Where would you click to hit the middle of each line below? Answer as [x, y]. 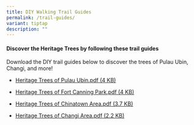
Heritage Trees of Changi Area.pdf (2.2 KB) [70, 116]
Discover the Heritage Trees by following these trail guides [83, 48]
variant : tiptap [27, 23]
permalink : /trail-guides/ [41, 18]
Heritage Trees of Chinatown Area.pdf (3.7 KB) [74, 104]
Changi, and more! [30, 68]
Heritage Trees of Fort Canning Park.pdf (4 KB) [75, 92]
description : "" [27, 29]
